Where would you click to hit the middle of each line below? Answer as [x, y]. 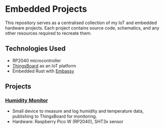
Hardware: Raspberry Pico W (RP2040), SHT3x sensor [68, 122]
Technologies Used [35, 48]
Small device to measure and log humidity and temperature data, [78, 111]
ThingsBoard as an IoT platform [44, 65]
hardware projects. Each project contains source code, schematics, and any [82, 28]
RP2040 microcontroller [36, 61]
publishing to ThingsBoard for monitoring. [54, 116]
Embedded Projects [46, 9]
